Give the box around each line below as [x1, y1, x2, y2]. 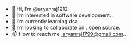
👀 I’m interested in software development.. [11, 12, 113, 19]
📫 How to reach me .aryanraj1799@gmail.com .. [11, 31, 126, 37]
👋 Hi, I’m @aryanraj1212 [11, 6, 68, 12]
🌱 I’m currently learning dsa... [11, 18, 83, 24]
